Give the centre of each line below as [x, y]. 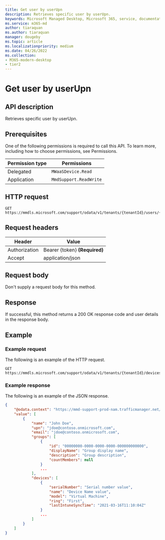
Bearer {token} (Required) [74, 250]
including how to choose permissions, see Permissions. [61, 151]
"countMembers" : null [71, 460]
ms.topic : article [24, 42]
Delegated [20, 171]
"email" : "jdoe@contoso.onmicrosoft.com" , [76, 432]
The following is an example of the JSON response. [57, 396]
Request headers [32, 228]
